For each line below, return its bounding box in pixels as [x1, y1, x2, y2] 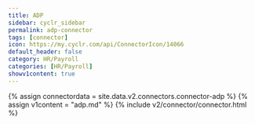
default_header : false [8, 48, 82, 56]
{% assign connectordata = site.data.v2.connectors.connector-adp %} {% [8, 91, 249, 100]
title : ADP [8, 11, 44, 20]
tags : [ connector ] [8, 33, 68, 42]
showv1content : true [8, 70, 76, 78]
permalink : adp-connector [8, 26, 93, 34]
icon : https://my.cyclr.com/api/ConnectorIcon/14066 [8, 41, 184, 49]
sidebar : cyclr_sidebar [8, 19, 86, 27]
